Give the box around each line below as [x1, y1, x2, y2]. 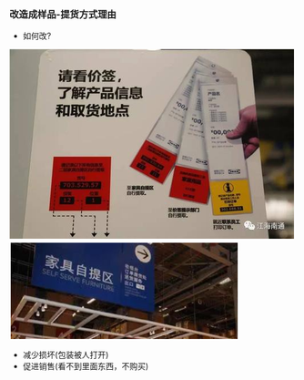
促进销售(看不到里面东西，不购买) [22, 361, 149, 372]
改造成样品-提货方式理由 [9, 7, 117, 20]
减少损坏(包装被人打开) [22, 349, 109, 361]
